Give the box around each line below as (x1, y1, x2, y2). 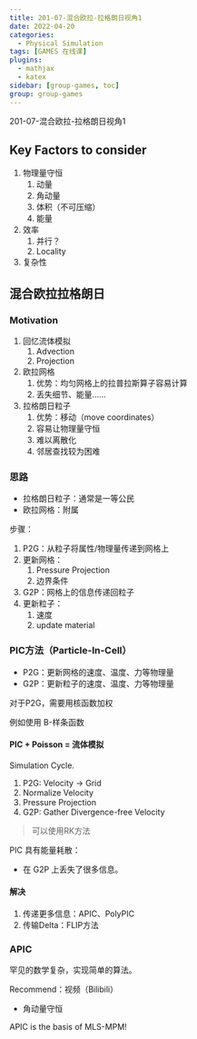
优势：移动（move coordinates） (35, 412, 160, 423)
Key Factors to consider (9, 142, 147, 157)
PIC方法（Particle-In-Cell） (9, 644, 132, 657)
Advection (35, 346, 75, 356)
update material (35, 620, 95, 631)
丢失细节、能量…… (35, 389, 106, 400)
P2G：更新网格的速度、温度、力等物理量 (22, 666, 174, 677)
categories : (9, 30, 54, 39)
